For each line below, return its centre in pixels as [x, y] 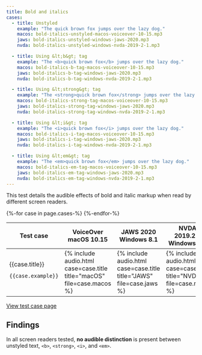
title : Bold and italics [37, 12]
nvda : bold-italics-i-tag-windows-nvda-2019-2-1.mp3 [84, 145]
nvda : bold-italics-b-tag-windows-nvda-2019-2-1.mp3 [84, 79]
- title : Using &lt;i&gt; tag [49, 123]
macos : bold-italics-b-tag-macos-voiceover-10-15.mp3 [86, 67]
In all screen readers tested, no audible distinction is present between [94, 339]
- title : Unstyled [35, 23]
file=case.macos [87, 283]
